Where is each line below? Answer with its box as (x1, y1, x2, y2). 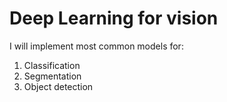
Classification (23, 59, 81, 71)
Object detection (23, 80, 94, 92)
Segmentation (23, 70, 82, 82)
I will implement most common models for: (9, 40, 184, 52)
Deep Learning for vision (9, 7, 219, 30)
